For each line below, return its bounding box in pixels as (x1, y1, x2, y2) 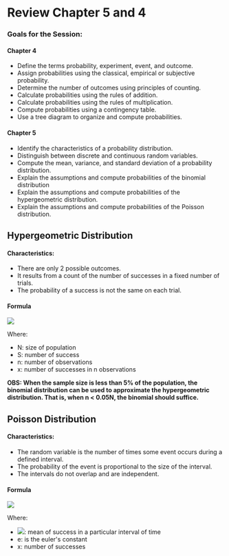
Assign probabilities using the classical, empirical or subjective (17, 69, 195, 77)
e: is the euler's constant (17, 535, 87, 544)
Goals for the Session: (7, 30, 83, 39)
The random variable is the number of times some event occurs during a (17, 447, 222, 456)
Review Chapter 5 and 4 (7, 5, 146, 21)
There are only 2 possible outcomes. (17, 264, 122, 272)
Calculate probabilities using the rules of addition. (17, 91, 158, 99)
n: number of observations (17, 358, 93, 366)
